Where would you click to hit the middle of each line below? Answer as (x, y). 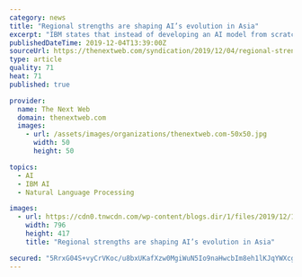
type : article (36, 59)
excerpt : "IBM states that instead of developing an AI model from (138, 34)
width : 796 (46, 226)
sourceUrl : (30, 51)
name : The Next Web (54, 109)
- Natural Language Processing (76, 192)
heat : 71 (26, 76)
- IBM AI (34, 184)
